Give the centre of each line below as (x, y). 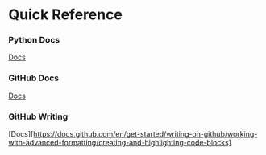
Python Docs (34, 40)
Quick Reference (66, 15)
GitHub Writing (38, 116)
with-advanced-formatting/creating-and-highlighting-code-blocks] (120, 143)
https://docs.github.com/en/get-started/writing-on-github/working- (145, 134)
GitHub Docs (33, 78)
